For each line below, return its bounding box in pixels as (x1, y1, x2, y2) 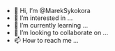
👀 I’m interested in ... (13, 14, 73, 22)
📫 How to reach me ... (13, 37, 79, 44)
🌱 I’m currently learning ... (13, 21, 89, 29)
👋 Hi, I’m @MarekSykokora (13, 7, 91, 14)
